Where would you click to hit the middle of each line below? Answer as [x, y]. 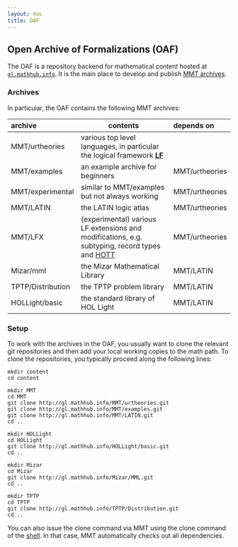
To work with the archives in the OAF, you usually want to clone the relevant [118, 343]
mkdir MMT [22, 390]
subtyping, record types [121, 246]
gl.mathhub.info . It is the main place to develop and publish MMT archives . [117, 74]
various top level [108, 137]
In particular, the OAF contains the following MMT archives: [94, 108]
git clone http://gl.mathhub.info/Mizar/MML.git [80, 477]
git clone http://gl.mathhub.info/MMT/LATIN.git [80, 415]
